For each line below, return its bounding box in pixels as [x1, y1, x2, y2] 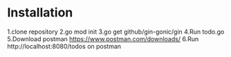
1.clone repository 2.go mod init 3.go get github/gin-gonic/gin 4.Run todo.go [7, 27, 225, 36]
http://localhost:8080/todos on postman [7, 42, 122, 50]
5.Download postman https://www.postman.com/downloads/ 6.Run [7, 34, 199, 43]
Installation [7, 5, 73, 21]
